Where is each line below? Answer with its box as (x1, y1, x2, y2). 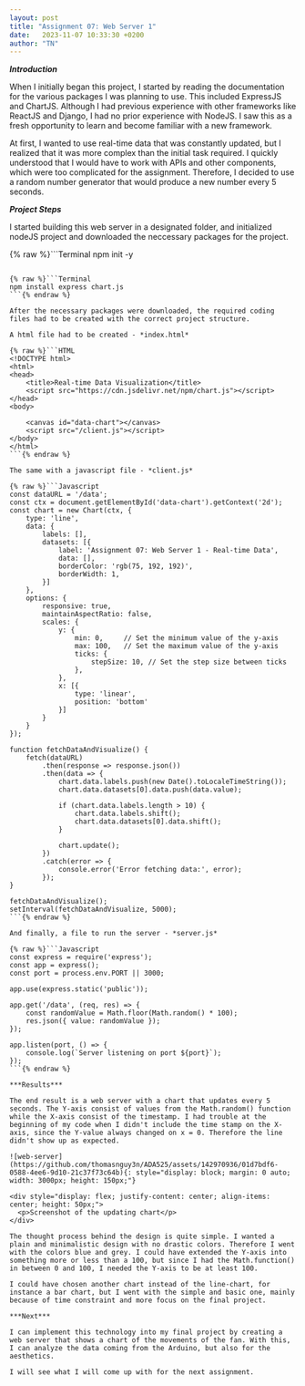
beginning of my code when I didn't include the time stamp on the (9, 1121, 271, 1130)
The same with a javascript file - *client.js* (9, 466, 194, 475)
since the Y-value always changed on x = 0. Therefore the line (33, 1128, 283, 1138)
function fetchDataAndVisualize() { (9, 745, 148, 755)
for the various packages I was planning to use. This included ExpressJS (9, 91, 282, 102)
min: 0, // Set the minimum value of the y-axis (74, 634, 280, 643)
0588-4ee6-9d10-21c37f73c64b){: (9, 1168, 132, 1177)
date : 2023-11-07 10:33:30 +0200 (9, 30, 145, 39)
